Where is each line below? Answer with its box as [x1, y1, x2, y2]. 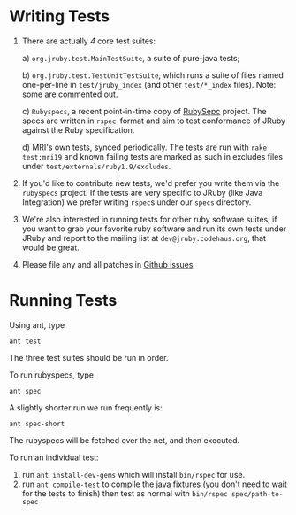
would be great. [21, 242, 80, 253]
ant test [9, 337, 42, 346]
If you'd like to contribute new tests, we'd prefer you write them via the [21, 177, 280, 188]
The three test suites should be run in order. [9, 352, 169, 363]
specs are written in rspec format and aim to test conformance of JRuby [21, 115, 285, 126]
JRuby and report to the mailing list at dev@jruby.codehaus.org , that [21, 232, 267, 243]
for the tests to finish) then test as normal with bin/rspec [21, 488, 228, 498]
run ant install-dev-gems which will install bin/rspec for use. [21, 469, 246, 480]
